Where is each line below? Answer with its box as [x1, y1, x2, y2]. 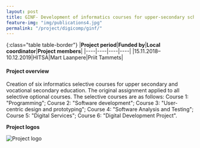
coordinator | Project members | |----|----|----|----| [6, 48, 132, 55]
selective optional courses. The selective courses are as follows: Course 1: [6, 93, 189, 101]
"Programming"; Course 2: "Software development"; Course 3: [6, 99, 160, 107]
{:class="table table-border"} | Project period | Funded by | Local [6, 41, 161, 49]
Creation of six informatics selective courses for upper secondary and [6, 81, 179, 88]
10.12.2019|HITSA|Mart [6, 54, 62, 61]
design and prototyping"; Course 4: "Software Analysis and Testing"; [24, 106, 194, 113]
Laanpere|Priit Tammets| [62, 54, 123, 61]
